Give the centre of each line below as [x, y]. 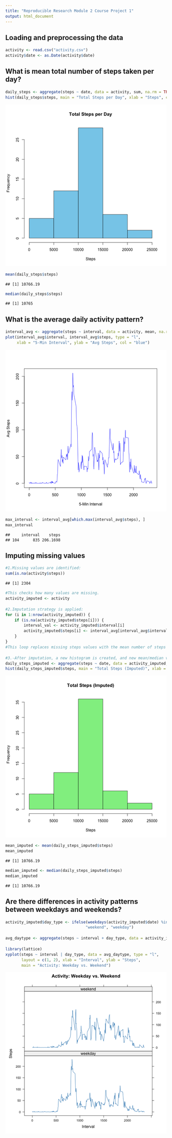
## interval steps [33, 535]
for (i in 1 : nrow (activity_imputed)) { [48, 615]
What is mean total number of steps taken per [80, 72]
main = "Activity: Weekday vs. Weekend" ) [66, 965]
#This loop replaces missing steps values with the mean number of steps [86, 647]
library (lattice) [24, 949]
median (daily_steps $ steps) [34, 294]
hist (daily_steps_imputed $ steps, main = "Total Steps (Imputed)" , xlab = [86, 669]
